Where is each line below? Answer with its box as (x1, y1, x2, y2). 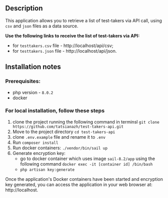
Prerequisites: (5, 78, 41, 85)
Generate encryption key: (12, 150, 66, 156)
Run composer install (12, 139, 59, 145)
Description (5, 4, 43, 13)
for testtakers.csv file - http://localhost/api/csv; (12, 43, 114, 49)
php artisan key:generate (20, 167, 75, 172)
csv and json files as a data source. (5, 23, 79, 29)
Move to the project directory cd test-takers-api (12, 129, 116, 135)
